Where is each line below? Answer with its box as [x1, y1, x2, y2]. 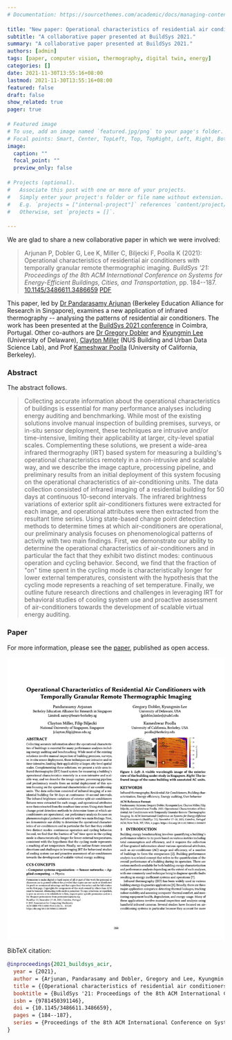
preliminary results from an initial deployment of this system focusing [23, 471, 221, 479]
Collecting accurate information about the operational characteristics [23, 397, 221, 405]
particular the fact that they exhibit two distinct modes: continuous [23, 551, 213, 560]
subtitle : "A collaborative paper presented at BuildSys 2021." [7, 33, 196, 40]
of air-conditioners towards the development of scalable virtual [23, 603, 204, 611]
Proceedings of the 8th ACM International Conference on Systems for [23, 271, 223, 280]
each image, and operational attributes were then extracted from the [23, 508, 219, 516]
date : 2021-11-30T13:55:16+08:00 [7, 69, 104, 76]
